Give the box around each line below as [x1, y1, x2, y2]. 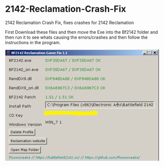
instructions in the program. [5, 39, 61, 45]
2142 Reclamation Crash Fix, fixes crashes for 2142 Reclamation [5, 20, 134, 25]
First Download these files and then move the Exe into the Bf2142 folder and [5, 29, 158, 35]
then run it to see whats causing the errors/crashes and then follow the [5, 34, 148, 40]
